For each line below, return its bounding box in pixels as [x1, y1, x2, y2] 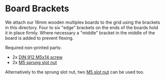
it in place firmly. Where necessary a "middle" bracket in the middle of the [5, 30, 155, 36]
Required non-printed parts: [5, 44, 62, 50]
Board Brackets [5, 3, 69, 14]
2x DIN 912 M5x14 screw [12, 54, 63, 60]
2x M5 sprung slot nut [12, 59, 57, 65]
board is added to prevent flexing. [5, 35, 74, 41]
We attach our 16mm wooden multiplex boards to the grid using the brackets [5, 19, 160, 25]
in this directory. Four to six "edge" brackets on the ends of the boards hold [5, 24, 159, 30]
